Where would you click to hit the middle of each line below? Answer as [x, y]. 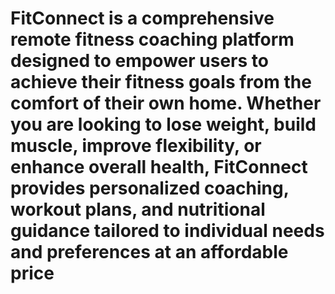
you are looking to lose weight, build [163, 124]
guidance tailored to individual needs [167, 231]
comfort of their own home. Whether [166, 103]
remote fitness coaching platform [152, 39]
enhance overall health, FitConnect [159, 167]
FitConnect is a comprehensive [142, 18]
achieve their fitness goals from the [161, 82]
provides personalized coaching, [150, 188]
